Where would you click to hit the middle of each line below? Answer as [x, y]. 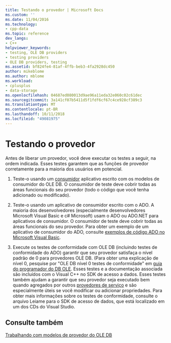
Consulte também [34, 323]
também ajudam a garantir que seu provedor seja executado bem [81, 279]
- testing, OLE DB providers [36, 52]
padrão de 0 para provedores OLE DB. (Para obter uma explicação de [85, 258]
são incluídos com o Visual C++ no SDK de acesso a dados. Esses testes [89, 274]
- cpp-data [17, 29]
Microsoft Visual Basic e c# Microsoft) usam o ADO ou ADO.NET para [85, 216]
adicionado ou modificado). [41, 195]
